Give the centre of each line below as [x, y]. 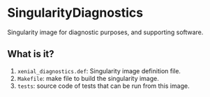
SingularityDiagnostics [75, 13]
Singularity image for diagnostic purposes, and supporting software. [105, 32]
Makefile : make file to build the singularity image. [88, 78]
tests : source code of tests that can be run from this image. [103, 86]
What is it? [31, 54]
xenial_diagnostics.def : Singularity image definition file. [99, 70]
